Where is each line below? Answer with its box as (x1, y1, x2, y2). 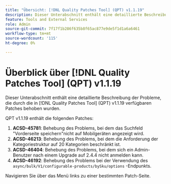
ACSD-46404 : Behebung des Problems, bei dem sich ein (12, 146, 134, 152)
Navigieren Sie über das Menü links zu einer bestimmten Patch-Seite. (5, 172, 151, 178)
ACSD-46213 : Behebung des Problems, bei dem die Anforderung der (12, 136, 159, 142)
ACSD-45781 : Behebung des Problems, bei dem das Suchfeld (12, 125, 143, 131)
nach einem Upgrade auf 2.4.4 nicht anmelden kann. (33, 152, 144, 158)
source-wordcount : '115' (5, 36, 58, 41)
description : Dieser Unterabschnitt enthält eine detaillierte (5, 12, 142, 17)
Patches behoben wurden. (5, 105, 61, 111)
